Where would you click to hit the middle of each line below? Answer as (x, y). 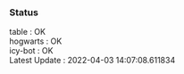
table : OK (28, 32)
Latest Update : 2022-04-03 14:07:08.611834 (92, 61)
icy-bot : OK (31, 51)
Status (24, 12)
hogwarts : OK (36, 41)
